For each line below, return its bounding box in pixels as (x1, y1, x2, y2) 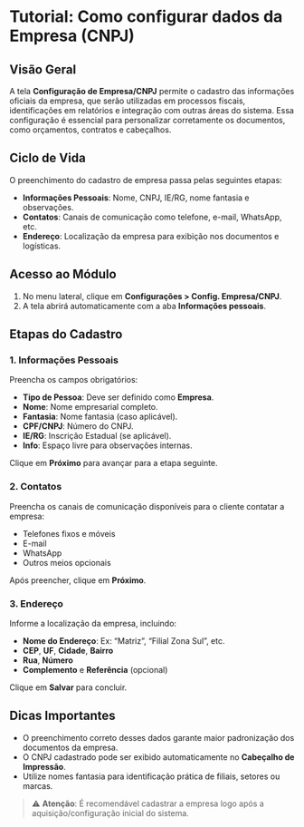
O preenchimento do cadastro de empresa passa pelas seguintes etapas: (9, 174, 282, 185)
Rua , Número (22, 655, 74, 666)
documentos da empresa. (22, 742, 119, 753)
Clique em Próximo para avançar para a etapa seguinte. (9, 458, 219, 469)
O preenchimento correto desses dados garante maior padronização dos (22, 732, 295, 743)
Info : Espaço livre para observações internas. (22, 440, 193, 451)
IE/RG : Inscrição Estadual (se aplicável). (22, 431, 172, 442)
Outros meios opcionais (22, 557, 111, 568)
